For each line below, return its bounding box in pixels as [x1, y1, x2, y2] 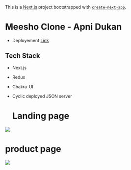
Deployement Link [12, 37, 49, 43]
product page [5, 143, 61, 154]
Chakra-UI [12, 83, 33, 90]
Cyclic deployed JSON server [12, 93, 72, 99]
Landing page [12, 110, 70, 121]
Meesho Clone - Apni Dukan [5, 22, 122, 32]
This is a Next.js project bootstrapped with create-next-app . [5, 4, 127, 10]
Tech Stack [5, 51, 40, 60]
